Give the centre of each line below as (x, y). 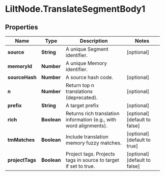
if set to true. (80, 166)
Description (94, 41)
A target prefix (82, 105)
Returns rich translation (93, 113)
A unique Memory (86, 63)
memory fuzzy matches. (94, 143)
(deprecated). (82, 98)
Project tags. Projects (90, 154)
